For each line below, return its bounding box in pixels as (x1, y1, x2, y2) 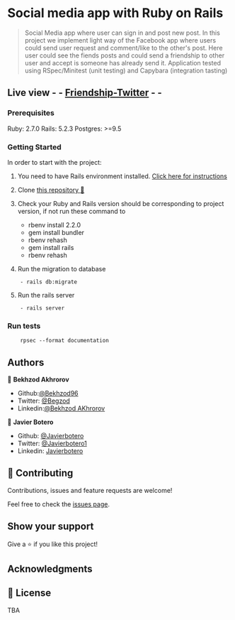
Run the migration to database (17, 264, 106, 273)
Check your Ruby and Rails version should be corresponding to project (17, 199, 224, 207)
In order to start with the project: (7, 158, 102, 166)
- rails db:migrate (20, 278, 78, 285)
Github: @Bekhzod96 (17, 389, 79, 398)
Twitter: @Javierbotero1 (17, 439, 87, 448)
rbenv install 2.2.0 (28, 220, 81, 229)
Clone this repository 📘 (17, 185, 85, 194)
